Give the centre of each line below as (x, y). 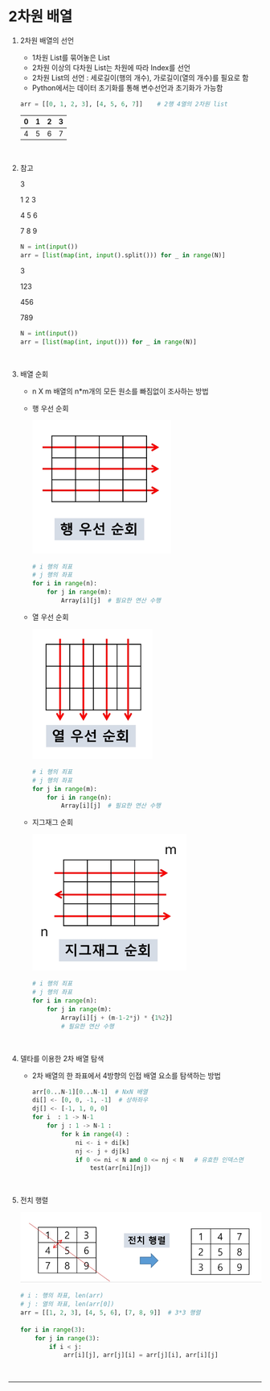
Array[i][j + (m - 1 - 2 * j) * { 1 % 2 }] (117, 1018)
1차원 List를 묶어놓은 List (71, 57)
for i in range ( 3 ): (53, 1330)
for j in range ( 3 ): (67, 1338)
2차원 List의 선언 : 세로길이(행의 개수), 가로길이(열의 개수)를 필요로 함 (140, 77)
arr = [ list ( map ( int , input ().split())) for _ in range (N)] (123, 255)
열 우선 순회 (50, 617)
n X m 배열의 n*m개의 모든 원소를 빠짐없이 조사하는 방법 (120, 391)
